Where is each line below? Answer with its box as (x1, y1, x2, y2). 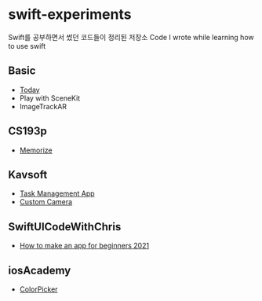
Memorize (19, 145, 53, 155)
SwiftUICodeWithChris (8, 220, 122, 233)
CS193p (8, 124, 47, 138)
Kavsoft (8, 167, 48, 182)
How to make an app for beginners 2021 (19, 241, 150, 251)
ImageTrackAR (19, 101, 67, 111)
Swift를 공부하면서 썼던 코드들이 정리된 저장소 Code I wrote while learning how (8, 32, 254, 42)
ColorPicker (19, 284, 58, 294)
